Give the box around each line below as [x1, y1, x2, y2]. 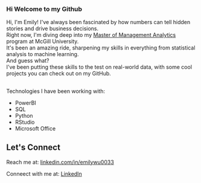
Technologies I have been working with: [6, 87, 106, 95]
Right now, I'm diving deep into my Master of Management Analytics [6, 31, 176, 39]
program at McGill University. [6, 38, 79, 45]
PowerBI [14, 99, 36, 106]
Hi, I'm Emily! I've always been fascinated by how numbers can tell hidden [6, 19, 191, 26]
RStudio [14, 118, 35, 126]
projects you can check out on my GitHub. [6, 70, 112, 77]
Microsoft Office [14, 124, 56, 132]
